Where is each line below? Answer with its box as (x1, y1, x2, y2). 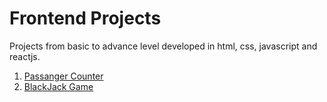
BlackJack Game (23, 80, 94, 92)
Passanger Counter (23, 70, 104, 82)
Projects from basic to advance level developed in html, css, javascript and (9, 40, 318, 52)
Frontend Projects (9, 7, 162, 30)
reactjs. (9, 50, 41, 62)
